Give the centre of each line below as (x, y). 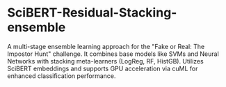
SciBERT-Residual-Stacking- (92, 13)
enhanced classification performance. (62, 76)
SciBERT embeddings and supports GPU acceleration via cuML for (103, 68)
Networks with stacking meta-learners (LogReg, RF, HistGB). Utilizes (105, 61)
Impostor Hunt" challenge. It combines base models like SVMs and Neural (113, 54)
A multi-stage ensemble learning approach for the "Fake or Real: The (106, 46)
